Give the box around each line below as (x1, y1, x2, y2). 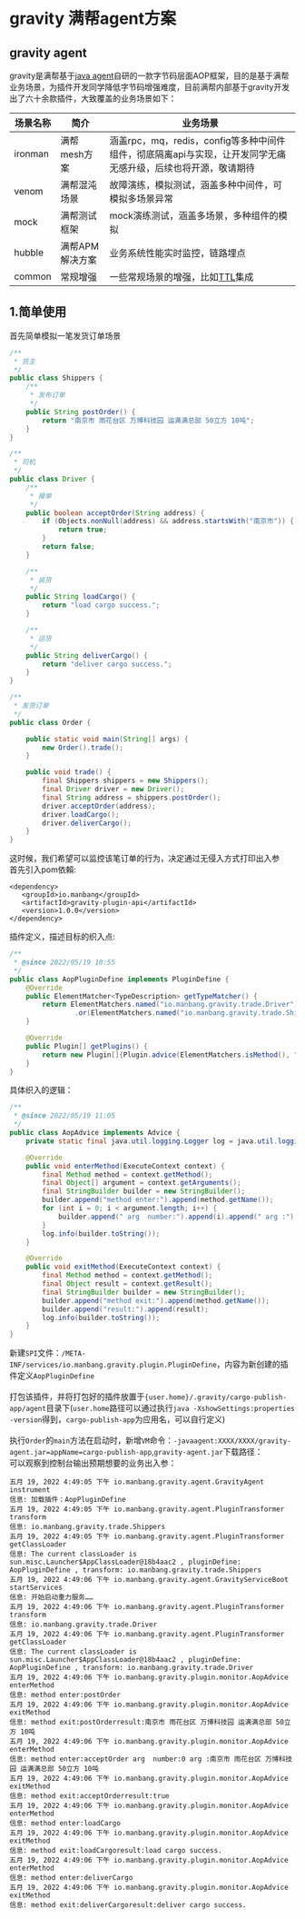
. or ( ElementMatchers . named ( (74, 1009, 181, 1018)
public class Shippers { (9, 373, 103, 383)
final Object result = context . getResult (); (42, 1279, 213, 1288)
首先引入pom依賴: (9, 864, 77, 875)
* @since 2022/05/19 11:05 (13, 1111, 116, 1120)
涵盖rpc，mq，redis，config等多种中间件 (109, 134, 286, 146)
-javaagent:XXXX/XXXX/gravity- (172, 1437, 292, 1446)
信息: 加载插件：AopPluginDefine (9, 1496, 126, 1505)
